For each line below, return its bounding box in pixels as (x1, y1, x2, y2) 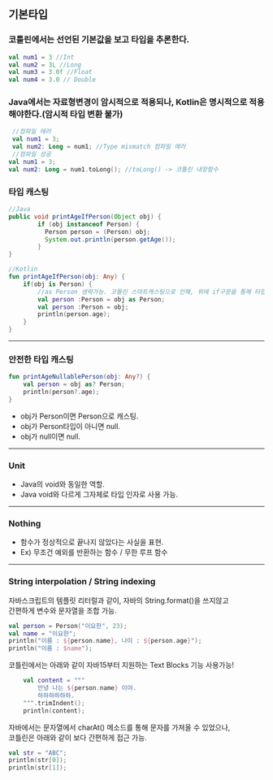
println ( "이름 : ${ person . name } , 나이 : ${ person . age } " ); (8, 637, 202, 645)
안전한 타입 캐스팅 (8, 353, 75, 365)
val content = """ (23, 677, 85, 685)
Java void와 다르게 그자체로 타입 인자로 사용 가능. (19, 490, 179, 500)
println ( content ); (23, 706, 85, 715)
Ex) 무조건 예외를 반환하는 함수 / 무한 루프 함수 (19, 548, 168, 557)
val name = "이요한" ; (8, 629, 77, 638)
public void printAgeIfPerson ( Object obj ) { (8, 212, 162, 221)
